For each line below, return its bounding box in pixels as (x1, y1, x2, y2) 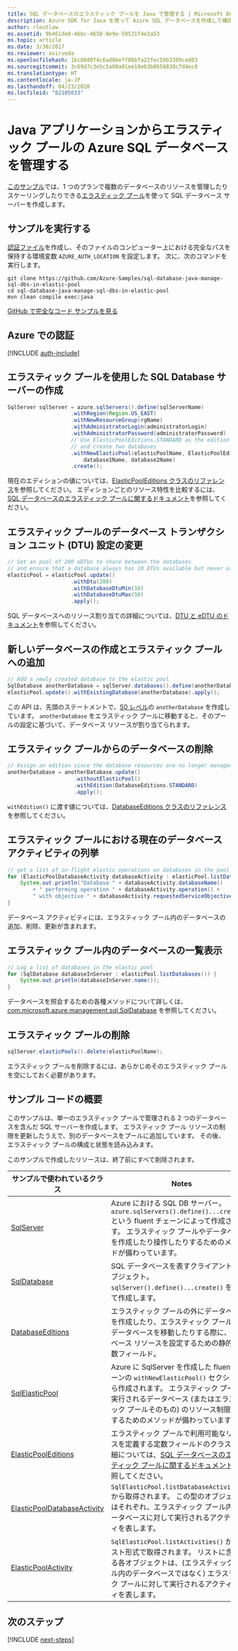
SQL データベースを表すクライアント (110, 1261, 232, 1270)
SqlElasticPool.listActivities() (110, 1538, 224, 1545)
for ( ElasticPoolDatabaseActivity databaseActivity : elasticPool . (7, 873, 211, 880)
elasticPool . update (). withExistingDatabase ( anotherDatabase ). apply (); (7, 689, 220, 696)
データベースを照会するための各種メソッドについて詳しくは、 (7, 997, 187, 1006)
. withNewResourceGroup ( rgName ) (70, 417, 163, 424)
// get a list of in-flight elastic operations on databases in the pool (7, 866, 230, 874)
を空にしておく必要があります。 (7, 1071, 100, 1079)
